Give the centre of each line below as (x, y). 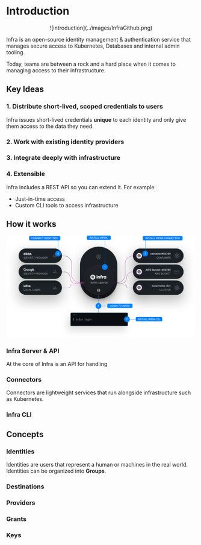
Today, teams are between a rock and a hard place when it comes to (91, 64)
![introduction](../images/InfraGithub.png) (101, 28)
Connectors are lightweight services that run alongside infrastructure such (99, 392)
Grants (17, 518)
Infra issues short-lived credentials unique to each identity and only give (96, 119)
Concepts (25, 434)
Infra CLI (19, 415)
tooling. (16, 52)
